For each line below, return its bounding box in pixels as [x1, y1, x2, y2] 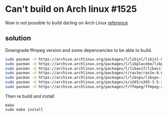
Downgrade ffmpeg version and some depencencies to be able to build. [5, 47, 153, 53]
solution [5, 34, 31, 42]
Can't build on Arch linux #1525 [5, 3, 137, 15]
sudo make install [5, 107, 43, 112]
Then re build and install [5, 93, 55, 99]
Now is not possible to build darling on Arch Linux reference [5, 20, 128, 26]
